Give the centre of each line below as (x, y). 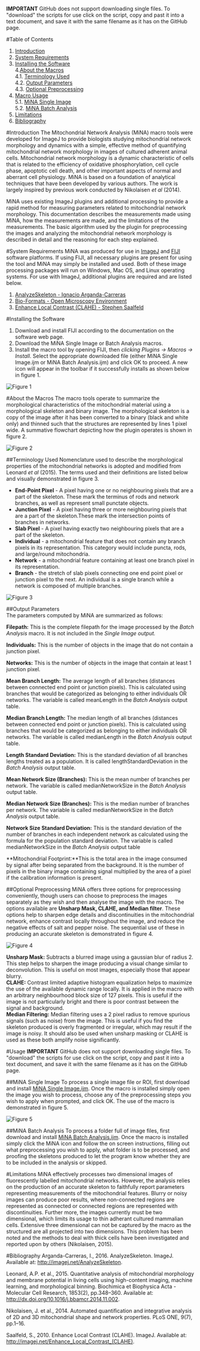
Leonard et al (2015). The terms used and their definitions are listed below (97, 472)
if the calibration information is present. (55, 878)
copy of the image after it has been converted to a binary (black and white (97, 417)
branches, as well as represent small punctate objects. (82, 503)
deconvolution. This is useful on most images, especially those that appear (98, 970)
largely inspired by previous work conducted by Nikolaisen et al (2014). (94, 190)
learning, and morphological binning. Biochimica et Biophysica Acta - (91, 1286)
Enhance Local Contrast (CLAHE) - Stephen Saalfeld (79, 307)
